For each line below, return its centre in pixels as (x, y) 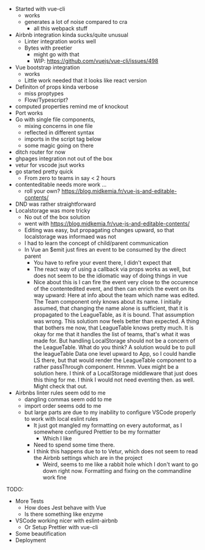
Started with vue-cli (40, 9)
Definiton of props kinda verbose (57, 87)
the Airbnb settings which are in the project (88, 458)
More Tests (29, 501)
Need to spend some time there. (74, 445)
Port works (29, 113)
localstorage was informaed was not (70, 236)
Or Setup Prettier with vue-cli (61, 527)
